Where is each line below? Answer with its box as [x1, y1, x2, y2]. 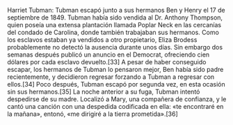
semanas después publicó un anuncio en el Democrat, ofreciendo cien [7, 50, 210, 59]
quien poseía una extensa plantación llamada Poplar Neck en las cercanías [7, 21, 221, 29]
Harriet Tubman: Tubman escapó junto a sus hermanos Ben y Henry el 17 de [7, 6, 225, 14]
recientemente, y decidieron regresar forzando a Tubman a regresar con [7, 73, 215, 81]
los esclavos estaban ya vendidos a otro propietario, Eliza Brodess [7, 36, 198, 44]
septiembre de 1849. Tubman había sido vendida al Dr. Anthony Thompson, [7, 13, 223, 22]
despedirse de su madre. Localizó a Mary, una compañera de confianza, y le [7, 95, 227, 103]
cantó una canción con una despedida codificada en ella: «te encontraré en [7, 103, 224, 110]
